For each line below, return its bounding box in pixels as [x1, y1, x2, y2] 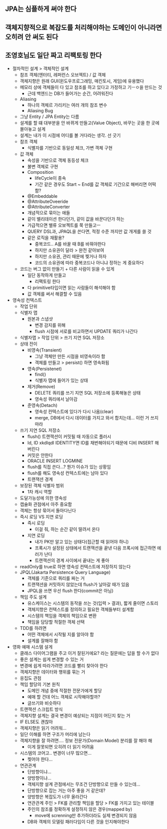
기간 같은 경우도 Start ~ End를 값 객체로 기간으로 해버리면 [34, 181, 147, 187]
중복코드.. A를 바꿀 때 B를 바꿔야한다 [34, 241, 106, 247]
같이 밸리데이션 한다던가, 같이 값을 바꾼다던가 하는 [27, 216, 125, 222]
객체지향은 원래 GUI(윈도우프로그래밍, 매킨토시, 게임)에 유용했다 [19, 78, 145, 84]
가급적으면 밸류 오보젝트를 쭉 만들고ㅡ [27, 222, 101, 228]
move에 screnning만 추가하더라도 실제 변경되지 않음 [34, 812, 137, 818]
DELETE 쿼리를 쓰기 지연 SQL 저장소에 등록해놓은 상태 [34, 390, 141, 396]
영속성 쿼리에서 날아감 [34, 396, 78, 402]
